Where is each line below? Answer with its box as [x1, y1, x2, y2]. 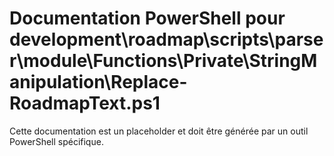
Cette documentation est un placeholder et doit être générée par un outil [9, 125, 309, 137]
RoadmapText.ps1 [9, 92, 161, 115]
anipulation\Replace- [9, 71, 188, 94]
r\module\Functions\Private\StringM [9, 50, 318, 72]
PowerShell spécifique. [9, 135, 104, 147]
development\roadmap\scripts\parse [9, 28, 324, 51]
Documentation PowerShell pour [9, 7, 286, 30]
